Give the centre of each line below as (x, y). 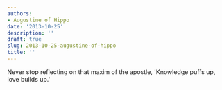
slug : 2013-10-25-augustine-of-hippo (62, 46)
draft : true (24, 39)
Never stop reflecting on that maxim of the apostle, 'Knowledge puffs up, (111, 72)
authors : (20, 13)
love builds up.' (29, 79)
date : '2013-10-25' (35, 26)
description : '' (31, 33)
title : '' (22, 53)
